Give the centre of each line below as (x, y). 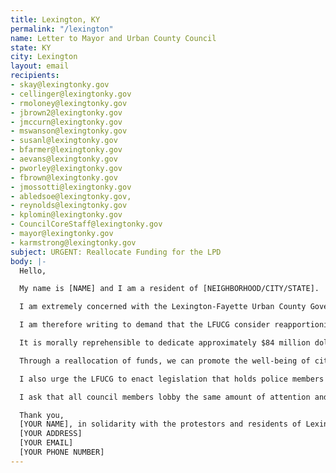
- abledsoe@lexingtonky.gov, (71, 196)
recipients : (35, 76)
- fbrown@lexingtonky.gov (64, 177)
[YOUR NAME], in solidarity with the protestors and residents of (160, 424)
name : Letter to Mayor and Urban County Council (113, 38)
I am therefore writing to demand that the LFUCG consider (145, 325)
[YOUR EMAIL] (46, 443)
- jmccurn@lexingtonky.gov (66, 122)
